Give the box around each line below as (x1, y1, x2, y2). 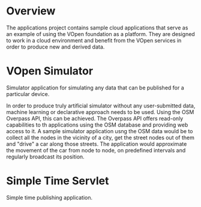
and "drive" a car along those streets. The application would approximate (6, 140, 187, 148)
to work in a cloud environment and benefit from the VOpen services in (6, 37, 182, 44)
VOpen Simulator (6, 64, 94, 78)
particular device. (6, 90, 50, 97)
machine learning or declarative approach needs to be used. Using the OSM (6, 108, 194, 115)
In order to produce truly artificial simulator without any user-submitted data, (6, 102, 196, 109)
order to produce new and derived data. (6, 43, 105, 50)
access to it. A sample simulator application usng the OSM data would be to (6, 127, 193, 134)
